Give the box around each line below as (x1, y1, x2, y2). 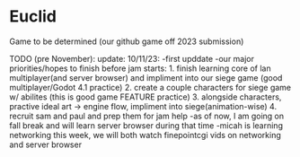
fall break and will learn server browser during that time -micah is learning (9, 119, 283, 131)
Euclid (9, 6, 57, 27)
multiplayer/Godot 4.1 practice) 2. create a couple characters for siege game (9, 82, 292, 92)
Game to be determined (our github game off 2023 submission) (9, 36, 244, 47)
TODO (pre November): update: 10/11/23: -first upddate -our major (9, 53, 254, 64)
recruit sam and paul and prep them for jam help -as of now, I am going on (9, 110, 285, 121)
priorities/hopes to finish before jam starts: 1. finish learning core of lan (9, 63, 271, 74)
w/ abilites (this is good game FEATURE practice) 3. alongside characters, (9, 92, 282, 102)
